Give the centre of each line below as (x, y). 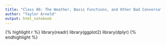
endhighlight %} (21, 37)
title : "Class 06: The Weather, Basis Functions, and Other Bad (73, 9)
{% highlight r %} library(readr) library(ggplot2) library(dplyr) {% (71, 32)
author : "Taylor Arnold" (31, 14)
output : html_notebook (28, 18)
